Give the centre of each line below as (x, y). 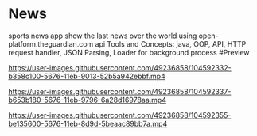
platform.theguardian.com (51, 43)
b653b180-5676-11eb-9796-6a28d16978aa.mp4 (88, 100)
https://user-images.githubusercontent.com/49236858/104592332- (120, 67)
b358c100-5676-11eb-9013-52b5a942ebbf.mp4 (87, 76)
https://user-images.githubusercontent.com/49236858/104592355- (120, 115)
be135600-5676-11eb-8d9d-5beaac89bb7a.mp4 (88, 123)
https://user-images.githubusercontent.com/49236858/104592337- (120, 91)
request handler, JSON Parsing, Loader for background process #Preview (129, 52)
